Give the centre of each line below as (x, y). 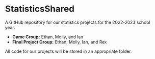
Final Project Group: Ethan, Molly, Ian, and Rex (59, 42)
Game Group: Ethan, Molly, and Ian (48, 37)
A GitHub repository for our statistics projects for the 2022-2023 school (78, 22)
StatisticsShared (40, 9)
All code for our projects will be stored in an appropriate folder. (68, 51)
